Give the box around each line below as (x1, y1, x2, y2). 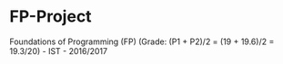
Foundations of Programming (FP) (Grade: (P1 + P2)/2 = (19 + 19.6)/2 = (9, 36, 275, 47)
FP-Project (9, 6, 93, 27)
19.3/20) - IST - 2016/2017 (9, 45, 107, 56)
